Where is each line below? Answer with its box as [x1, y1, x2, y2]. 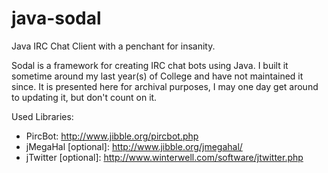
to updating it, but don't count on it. [11, 91, 158, 103]
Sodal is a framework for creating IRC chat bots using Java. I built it [11, 59, 289, 71]
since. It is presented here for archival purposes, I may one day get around [11, 80, 319, 92]
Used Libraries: [11, 110, 74, 122]
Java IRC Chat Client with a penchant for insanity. [11, 40, 216, 52]
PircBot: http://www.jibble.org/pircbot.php [25, 130, 199, 142]
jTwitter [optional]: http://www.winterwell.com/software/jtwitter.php [25, 151, 304, 163]
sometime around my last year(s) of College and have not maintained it [11, 70, 304, 82]
